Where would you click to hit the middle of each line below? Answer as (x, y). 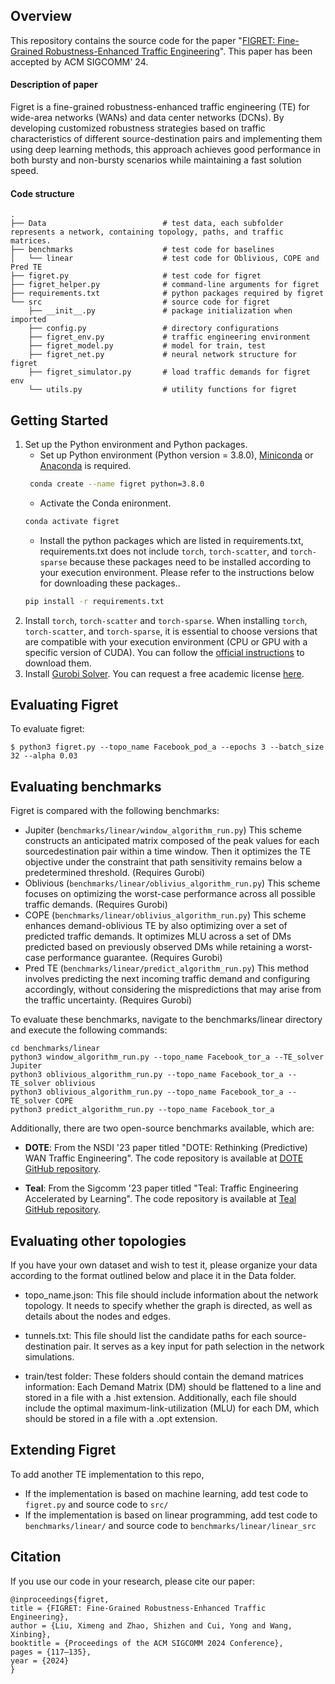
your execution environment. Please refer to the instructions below (177, 572)
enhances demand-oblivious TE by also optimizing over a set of (156, 926)
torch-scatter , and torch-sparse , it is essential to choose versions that (171, 631)
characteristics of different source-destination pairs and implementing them (166, 139)
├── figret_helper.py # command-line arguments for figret (165, 285)
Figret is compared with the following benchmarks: (115, 811)
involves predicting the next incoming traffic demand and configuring (167, 979)
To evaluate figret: (47, 729)
